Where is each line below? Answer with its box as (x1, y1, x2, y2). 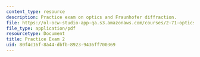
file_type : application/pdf (6, 25, 76, 31)
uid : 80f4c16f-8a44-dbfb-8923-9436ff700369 (6, 42, 116, 48)
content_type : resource (6, 8, 65, 15)
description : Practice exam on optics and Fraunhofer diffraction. (6, 14, 177, 20)
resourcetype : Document (6, 31, 65, 37)
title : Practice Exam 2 (6, 36, 65, 42)
